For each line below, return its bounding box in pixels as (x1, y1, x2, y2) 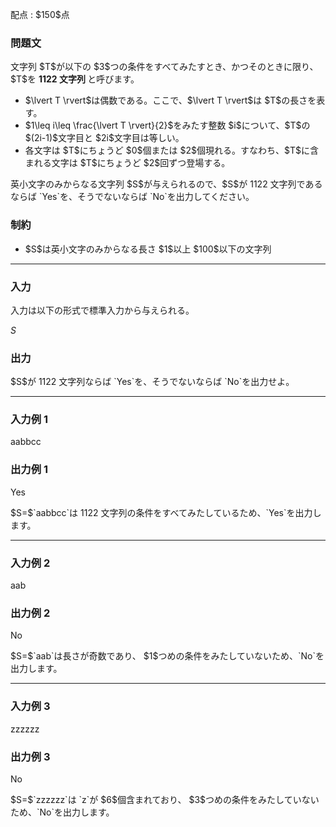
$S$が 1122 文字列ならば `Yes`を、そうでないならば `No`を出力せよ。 (10, 376, 295, 388)
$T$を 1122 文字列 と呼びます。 (10, 73, 140, 85)
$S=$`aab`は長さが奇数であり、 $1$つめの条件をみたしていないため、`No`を (10, 650, 325, 662)
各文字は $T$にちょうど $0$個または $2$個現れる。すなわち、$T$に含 (24, 144, 319, 157)
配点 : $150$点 (10, 9, 70, 20)
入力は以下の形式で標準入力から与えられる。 (10, 304, 195, 316)
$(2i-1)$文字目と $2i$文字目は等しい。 (24, 132, 185, 144)
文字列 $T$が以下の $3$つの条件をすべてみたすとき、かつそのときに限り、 (10, 61, 319, 73)
